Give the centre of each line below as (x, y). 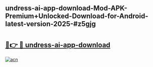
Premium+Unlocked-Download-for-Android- (77, 16)
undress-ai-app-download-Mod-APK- (66, 8)
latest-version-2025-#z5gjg (51, 24)
